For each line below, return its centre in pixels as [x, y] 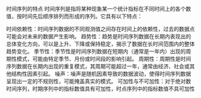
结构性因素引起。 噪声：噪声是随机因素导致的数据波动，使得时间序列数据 [101, 74]
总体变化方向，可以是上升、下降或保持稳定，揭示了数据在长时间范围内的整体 [100, 44]
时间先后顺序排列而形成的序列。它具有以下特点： [82, 16]
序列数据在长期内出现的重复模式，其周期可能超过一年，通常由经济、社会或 [98, 66]
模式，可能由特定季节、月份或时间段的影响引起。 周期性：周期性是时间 [104, 59]
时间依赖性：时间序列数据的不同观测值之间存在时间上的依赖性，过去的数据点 [100, 29]
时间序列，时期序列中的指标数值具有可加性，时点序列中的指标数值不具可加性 [100, 89]
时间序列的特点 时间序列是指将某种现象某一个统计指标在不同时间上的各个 [96, 9]
